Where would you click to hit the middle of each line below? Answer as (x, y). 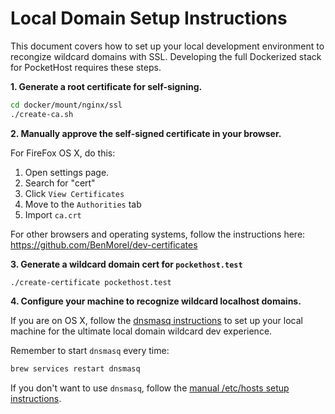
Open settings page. (67, 172)
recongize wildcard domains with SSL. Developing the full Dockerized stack (166, 56)
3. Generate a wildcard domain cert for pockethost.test (126, 264)
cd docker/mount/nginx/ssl (66, 105)
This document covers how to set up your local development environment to (167, 46)
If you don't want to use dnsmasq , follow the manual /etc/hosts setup (150, 388)
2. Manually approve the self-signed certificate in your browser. (146, 133)
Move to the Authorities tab (83, 204)
